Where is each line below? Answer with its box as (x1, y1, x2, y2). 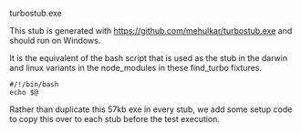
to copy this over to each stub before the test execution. (9, 114, 221, 124)
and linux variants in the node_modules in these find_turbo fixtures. (9, 63, 263, 73)
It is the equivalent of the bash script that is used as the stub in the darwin (9, 53, 288, 63)
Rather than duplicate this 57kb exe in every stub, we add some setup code (9, 104, 293, 115)
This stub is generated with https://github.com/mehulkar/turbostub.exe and (9, 26, 293, 36)
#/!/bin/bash (9, 80, 59, 89)
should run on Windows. (9, 36, 101, 46)
